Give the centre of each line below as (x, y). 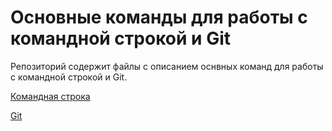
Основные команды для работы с (159, 17)
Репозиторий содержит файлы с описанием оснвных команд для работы (167, 66)
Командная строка (50, 96)
